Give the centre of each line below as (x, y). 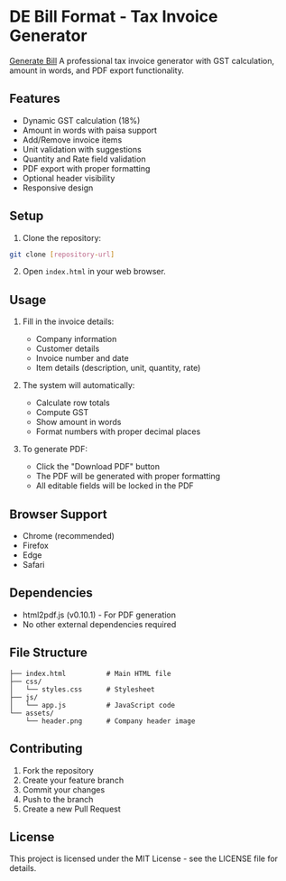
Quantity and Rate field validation (84, 159)
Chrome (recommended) (69, 536)
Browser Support (59, 514)
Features (35, 99)
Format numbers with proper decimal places (118, 431)
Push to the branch (58, 799)
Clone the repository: (62, 237)
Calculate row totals (73, 403)
